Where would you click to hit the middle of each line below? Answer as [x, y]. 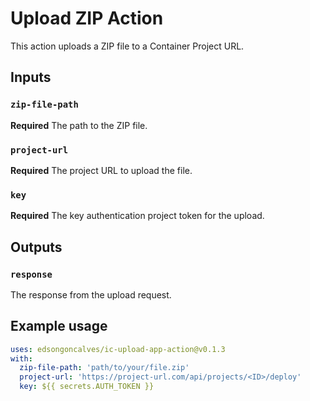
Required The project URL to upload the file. [101, 170]
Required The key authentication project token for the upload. [137, 216]
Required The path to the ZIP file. [79, 125]
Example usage [59, 326]
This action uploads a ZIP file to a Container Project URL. [127, 46]
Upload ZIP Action [87, 18]
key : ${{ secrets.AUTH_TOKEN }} [87, 387]
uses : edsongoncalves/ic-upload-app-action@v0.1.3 [118, 349]
